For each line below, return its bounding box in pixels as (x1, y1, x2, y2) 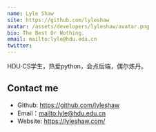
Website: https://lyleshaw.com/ (17, 117, 106, 125)
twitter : (7, 42, 32, 49)
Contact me (7, 82, 59, 94)
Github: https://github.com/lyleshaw (17, 101, 120, 109)
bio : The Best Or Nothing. (7, 29, 85, 37)
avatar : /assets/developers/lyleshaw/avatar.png (7, 23, 150, 30)
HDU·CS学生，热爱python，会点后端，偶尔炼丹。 (7, 62, 148, 70)
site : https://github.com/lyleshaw (7, 17, 110, 23)
